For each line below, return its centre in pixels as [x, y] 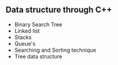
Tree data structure [38, 56]
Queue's [25, 43]
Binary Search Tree [38, 24]
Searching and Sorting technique [55, 50]
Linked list [27, 31]
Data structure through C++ [59, 10]
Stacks [23, 37]
